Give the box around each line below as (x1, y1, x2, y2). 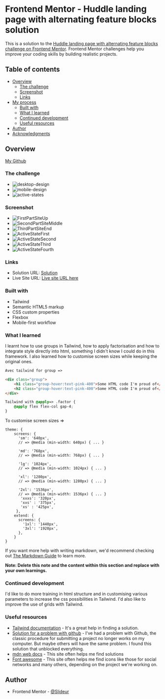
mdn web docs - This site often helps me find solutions (12, 651, 124, 657)
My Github (5, 158, 27, 164)
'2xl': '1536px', (18, 488, 54, 493)
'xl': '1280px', (18, 474, 52, 480)
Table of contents (5, 65, 60, 74)
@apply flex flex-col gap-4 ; (14, 404, 74, 409)
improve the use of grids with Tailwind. (5, 601, 83, 608)
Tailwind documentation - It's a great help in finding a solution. (12, 625, 139, 631)
